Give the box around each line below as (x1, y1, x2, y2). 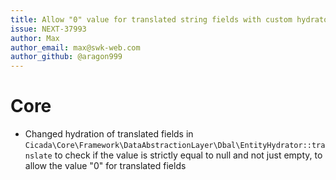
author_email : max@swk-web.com (10, 42, 141, 53)
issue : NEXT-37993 (10, 24, 87, 34)
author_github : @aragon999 (10, 52, 123, 62)
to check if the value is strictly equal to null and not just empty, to (54, 149, 323, 161)
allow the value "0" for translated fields (24, 160, 187, 172)
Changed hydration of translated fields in (24, 128, 194, 140)
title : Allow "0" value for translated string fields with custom (10, 14, 293, 25)
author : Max (10, 33, 60, 43)
